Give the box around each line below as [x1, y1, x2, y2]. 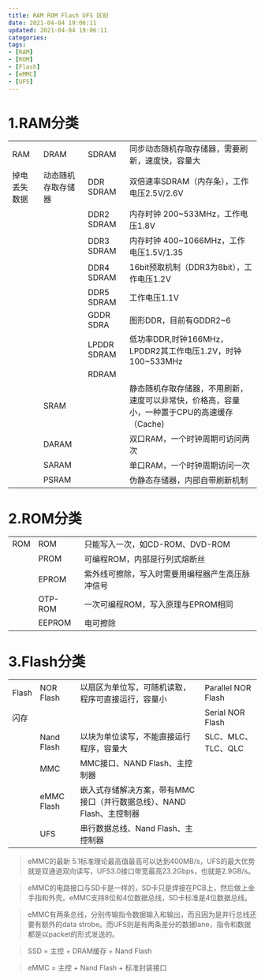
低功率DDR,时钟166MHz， [129, 334, 229, 345]
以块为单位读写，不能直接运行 [80, 731, 191, 742]
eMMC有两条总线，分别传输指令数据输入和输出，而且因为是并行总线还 [27, 910, 257, 919]
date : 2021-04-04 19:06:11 [8, 19, 97, 27]
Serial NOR [204, 707, 245, 718]
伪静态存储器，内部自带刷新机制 [129, 475, 248, 486]
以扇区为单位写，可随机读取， [80, 682, 191, 693]
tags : [8, 41, 26, 49]
